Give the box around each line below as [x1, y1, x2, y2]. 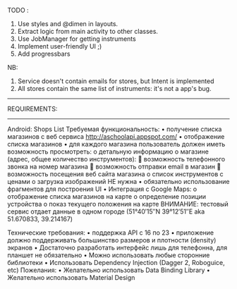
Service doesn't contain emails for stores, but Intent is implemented [17, 77, 214, 85]
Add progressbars [17, 49, 71, 58]
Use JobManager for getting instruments [17, 35, 136, 43]
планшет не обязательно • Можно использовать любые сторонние [7, 251, 210, 259]
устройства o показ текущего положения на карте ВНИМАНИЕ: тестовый [7, 200, 229, 208]
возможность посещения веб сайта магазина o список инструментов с [7, 170, 224, 178]
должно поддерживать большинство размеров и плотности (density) [7, 236, 217, 244]
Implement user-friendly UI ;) [17, 42, 102, 50]
